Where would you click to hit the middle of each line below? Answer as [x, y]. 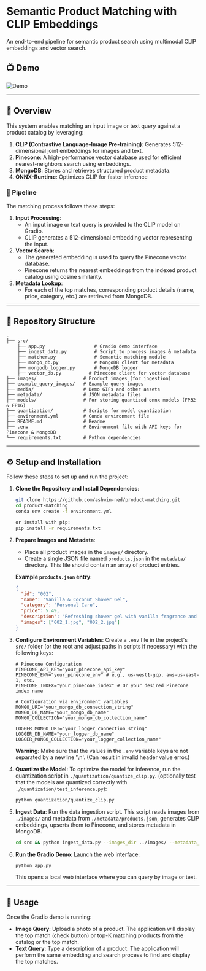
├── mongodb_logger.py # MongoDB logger [78, 368]
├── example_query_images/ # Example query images [75, 384]
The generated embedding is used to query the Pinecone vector [105, 257]
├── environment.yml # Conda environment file [78, 416]
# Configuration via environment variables [72, 701]
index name [29, 691]
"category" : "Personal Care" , [59, 605]
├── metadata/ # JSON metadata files [74, 394]
